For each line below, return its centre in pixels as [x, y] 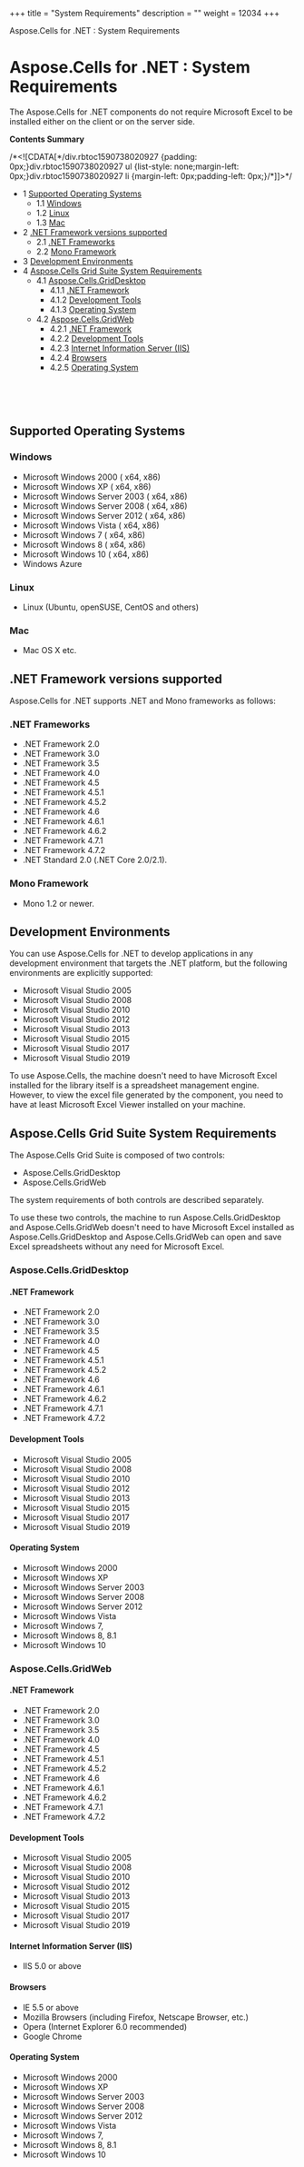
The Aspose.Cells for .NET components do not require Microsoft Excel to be [151, 112]
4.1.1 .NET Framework [89, 290]
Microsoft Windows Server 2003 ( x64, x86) [105, 496]
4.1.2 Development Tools [95, 300]
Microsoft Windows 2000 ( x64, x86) [92, 477]
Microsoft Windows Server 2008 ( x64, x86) [105, 506]
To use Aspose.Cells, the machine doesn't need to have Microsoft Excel [143, 1076]
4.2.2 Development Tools [96, 338]
